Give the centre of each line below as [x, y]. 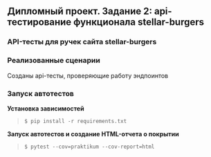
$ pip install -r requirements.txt [75, 121]
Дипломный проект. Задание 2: [80, 11]
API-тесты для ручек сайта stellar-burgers [82, 42]
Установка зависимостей [46, 108]
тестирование [39, 22]
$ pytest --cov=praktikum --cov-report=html [89, 147]
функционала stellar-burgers [139, 22]
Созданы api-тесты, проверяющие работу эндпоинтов [88, 75]
